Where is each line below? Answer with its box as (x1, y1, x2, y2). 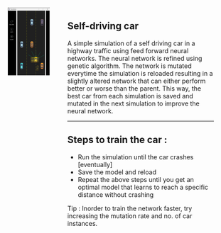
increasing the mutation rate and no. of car (67, 211, 193, 220)
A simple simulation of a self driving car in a (67, 39, 195, 47)
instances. (67, 219, 98, 227)
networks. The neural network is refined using (67, 54, 203, 62)
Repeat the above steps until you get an (77, 175, 194, 183)
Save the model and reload (77, 168, 157, 176)
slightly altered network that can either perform (67, 76, 206, 85)
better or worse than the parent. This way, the (67, 84, 202, 93)
